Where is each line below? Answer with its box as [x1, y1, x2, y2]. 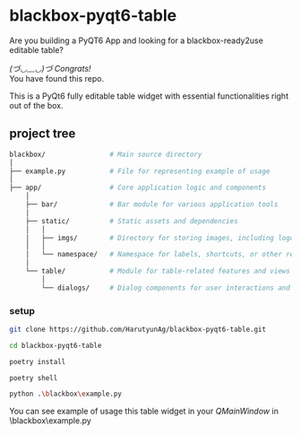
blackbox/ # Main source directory [9, 150, 202, 159]
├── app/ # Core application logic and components [9, 183, 267, 193]
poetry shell [9, 373, 58, 382]
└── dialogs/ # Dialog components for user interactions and [41, 283, 291, 292]
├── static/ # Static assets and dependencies [25, 216, 239, 225]
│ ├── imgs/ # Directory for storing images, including [25, 233, 275, 242]
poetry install [9, 357, 66, 366]
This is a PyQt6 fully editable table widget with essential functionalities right [9, 91, 289, 101]
